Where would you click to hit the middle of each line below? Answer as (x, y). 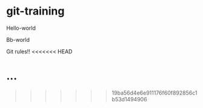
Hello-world (21, 28)
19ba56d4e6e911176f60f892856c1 (155, 93)
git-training (35, 11)
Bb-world (18, 39)
